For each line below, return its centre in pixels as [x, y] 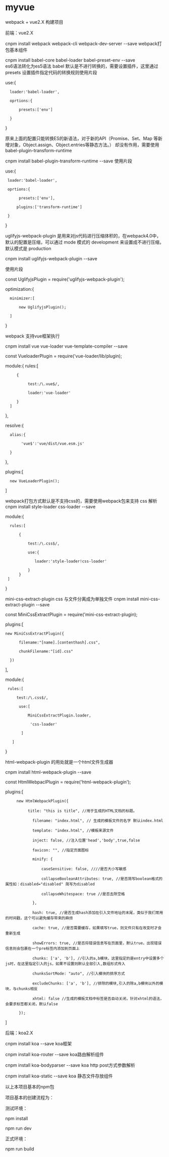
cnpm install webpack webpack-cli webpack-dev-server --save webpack [81, 43]
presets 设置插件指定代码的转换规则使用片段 [51, 72]
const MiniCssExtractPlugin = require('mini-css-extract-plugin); [71, 614]
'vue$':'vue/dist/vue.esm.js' [53, 444]
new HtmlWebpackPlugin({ [43, 801]
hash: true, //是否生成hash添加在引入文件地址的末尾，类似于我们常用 [98, 912]
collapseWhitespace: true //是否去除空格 [83, 894]
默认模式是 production [28, 248]
